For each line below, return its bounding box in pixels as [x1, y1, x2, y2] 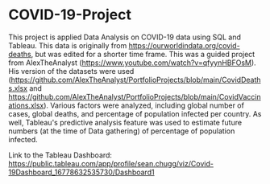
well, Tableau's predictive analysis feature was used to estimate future [8, 117, 243, 127]
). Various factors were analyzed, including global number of [44, 100, 244, 110]
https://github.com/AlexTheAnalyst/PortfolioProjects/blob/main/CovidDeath [10, 75, 261, 84]
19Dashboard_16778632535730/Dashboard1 [8, 167, 155, 177]
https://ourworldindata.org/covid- [128, 40, 240, 50]
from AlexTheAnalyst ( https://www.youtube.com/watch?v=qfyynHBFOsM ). [8, 58, 256, 67]
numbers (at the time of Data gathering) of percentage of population [8, 126, 235, 136]
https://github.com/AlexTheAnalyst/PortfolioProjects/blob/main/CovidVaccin [8, 92, 261, 101]
